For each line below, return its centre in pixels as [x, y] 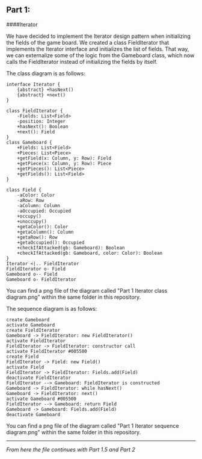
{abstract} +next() [41, 95]
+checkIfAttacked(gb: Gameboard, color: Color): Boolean [90, 253]
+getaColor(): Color [43, 226]
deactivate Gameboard [33, 414]
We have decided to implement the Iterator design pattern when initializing [99, 36]
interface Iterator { [33, 84]
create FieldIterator [33, 330]
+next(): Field [36, 132]
